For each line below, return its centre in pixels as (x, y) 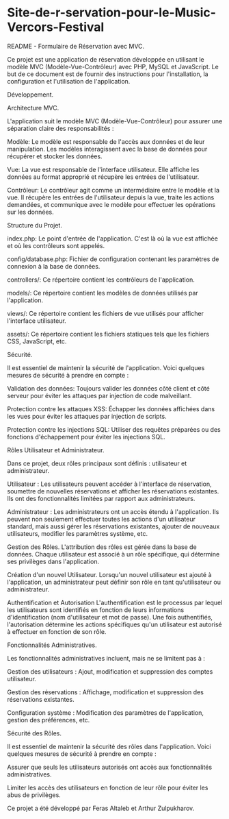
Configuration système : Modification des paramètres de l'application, (105, 712)
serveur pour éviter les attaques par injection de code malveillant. (99, 395)
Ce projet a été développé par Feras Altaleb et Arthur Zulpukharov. (101, 808)
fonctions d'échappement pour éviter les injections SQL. (86, 437)
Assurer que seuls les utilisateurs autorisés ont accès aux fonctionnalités (110, 767)
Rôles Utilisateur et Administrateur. (56, 450)
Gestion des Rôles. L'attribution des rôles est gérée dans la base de (102, 547)
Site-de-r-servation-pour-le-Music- (112, 13)
